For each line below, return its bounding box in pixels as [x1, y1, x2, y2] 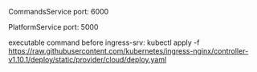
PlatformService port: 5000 [8, 22, 99, 31]
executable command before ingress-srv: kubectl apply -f [8, 38, 200, 47]
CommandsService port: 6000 [8, 7, 109, 16]
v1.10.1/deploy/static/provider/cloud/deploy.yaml [8, 55, 167, 64]
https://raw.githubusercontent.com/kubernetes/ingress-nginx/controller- [8, 46, 249, 55]
